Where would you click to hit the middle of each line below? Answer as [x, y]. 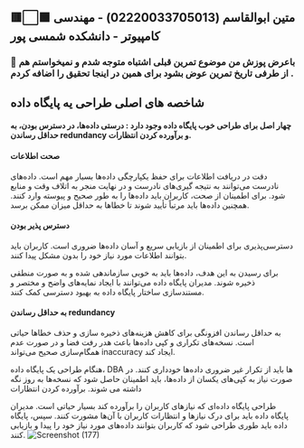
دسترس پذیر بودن [40, 226]
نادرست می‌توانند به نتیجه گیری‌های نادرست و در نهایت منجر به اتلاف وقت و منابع [145, 185]
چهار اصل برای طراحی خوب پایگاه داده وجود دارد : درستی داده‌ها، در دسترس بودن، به [151, 126]
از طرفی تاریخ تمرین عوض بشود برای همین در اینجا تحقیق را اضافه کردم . [152, 73]
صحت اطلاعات [35, 155]
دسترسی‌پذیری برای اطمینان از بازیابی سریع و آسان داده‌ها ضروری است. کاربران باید [152, 246]
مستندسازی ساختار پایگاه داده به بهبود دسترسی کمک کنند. [107, 292]
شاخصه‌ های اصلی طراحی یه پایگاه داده [107, 103]
